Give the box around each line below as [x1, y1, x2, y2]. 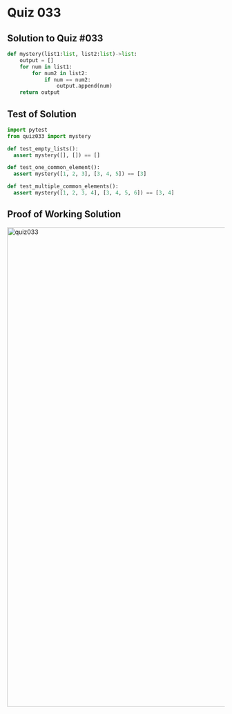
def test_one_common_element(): [7, 164, 100, 171]
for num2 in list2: [32, 70, 88, 77]
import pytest [7, 126, 48, 133]
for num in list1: [19, 63, 72, 70]
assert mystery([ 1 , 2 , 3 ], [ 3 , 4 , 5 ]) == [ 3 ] [13, 170, 147, 177]
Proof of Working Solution [7, 208, 122, 220]
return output [19, 89, 60, 96]
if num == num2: [43, 76, 91, 83]
